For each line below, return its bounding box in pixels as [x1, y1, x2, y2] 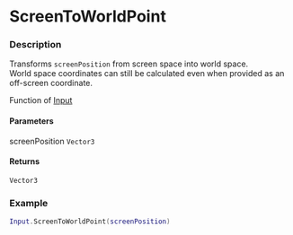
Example [9, 196, 49, 209]
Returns [9, 156, 40, 167]
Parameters [9, 116, 54, 126]
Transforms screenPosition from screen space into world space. [9, 58, 249, 69]
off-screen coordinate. [9, 78, 93, 89]
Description [9, 39, 62, 51]
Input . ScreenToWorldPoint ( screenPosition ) [9, 217, 171, 226]
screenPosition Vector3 [9, 135, 95, 146]
